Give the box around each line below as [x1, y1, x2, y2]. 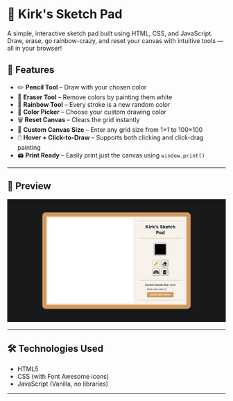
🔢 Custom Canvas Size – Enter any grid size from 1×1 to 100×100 [17, 125, 203, 134]
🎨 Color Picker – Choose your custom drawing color [17, 108, 166, 116]
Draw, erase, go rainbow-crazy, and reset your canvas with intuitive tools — [7, 36, 224, 44]
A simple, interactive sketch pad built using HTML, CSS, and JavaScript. [7, 29, 213, 37]
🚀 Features [7, 64, 55, 76]
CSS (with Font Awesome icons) [17, 372, 110, 380]
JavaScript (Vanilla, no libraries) [17, 379, 109, 388]
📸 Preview [7, 180, 51, 192]
